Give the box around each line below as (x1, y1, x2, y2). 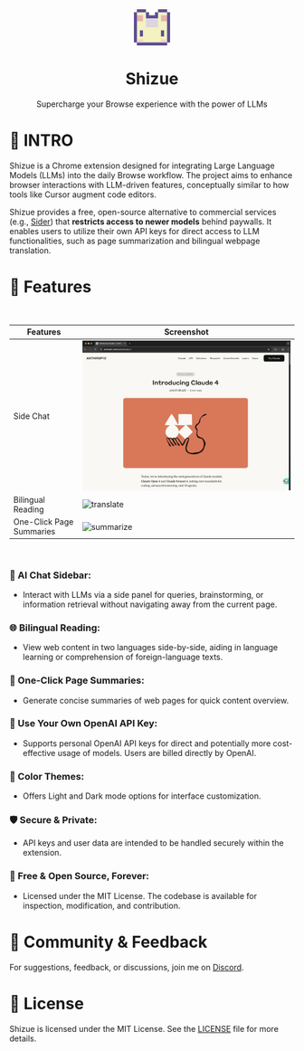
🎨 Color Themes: (9, 770, 84, 782)
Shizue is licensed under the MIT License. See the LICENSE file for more (9, 1023, 279, 1034)
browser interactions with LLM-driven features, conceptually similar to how (9, 179, 290, 190)
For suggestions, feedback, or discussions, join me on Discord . (9, 961, 244, 972)
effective (22, 747, 56, 758)
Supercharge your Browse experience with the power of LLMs (35, 99, 269, 109)
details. (9, 1033, 37, 1044)
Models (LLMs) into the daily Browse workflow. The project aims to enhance (9, 169, 293, 180)
